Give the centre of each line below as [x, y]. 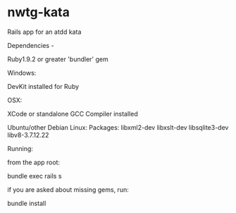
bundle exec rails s [35, 176]
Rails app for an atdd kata [44, 32]
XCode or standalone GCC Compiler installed [73, 114]
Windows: [22, 73]
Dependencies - [31, 45]
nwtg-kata [39, 12]
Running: [20, 148]
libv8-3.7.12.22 [28, 135]
